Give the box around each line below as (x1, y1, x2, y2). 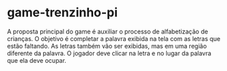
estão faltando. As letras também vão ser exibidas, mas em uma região (7, 42, 207, 50)
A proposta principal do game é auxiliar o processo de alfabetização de (7, 27, 209, 35)
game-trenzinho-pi (7, 5, 118, 20)
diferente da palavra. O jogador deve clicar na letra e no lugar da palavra (7, 49, 212, 57)
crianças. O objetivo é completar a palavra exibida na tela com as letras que (7, 34, 221, 42)
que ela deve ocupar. (7, 56, 67, 64)
